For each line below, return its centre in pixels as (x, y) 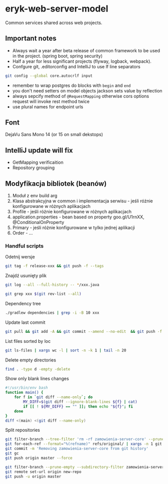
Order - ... (22, 233)
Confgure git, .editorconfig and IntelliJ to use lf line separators (76, 66)
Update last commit (25, 322)
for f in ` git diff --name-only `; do (53, 397)
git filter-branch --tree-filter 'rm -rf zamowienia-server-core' (76, 439)
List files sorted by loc (28, 341)
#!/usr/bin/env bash (27, 388)
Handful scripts (24, 246)
